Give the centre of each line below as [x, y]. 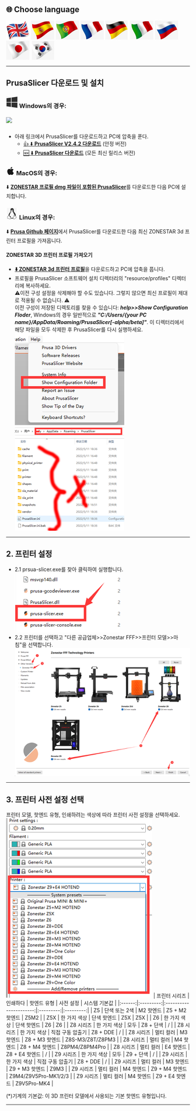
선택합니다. [41, 644]
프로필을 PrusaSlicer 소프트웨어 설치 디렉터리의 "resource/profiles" [92, 278]
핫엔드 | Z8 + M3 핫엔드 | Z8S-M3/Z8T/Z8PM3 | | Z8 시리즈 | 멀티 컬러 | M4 [94, 1040]
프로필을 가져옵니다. [39, 240]
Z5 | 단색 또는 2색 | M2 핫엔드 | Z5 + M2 [140, 1010]
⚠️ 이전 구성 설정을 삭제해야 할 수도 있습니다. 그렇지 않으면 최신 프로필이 [95, 293]
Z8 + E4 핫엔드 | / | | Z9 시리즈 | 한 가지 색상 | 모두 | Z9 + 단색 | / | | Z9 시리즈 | [97, 1054]
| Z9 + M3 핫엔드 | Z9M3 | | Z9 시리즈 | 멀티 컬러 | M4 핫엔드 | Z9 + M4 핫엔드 [97, 1069]
